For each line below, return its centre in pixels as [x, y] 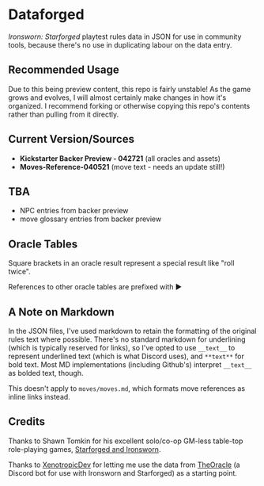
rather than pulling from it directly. [64, 114]
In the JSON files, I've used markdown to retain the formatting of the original [132, 331]
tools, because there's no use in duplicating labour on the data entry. [120, 44]
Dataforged [46, 15]
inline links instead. [40, 397]
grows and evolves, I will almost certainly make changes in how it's [117, 98]
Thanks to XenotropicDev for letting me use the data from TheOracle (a [124, 465]
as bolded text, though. [46, 373]
